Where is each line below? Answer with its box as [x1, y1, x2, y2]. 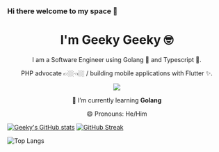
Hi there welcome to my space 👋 [7, 6, 118, 16]
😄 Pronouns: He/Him [86, 109, 147, 118]
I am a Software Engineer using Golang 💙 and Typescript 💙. [32, 55, 202, 63]
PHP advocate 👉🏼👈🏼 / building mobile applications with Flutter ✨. [20, 69, 213, 77]
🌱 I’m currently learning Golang [72, 96, 162, 104]
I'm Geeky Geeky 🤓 [60, 32, 174, 48]
